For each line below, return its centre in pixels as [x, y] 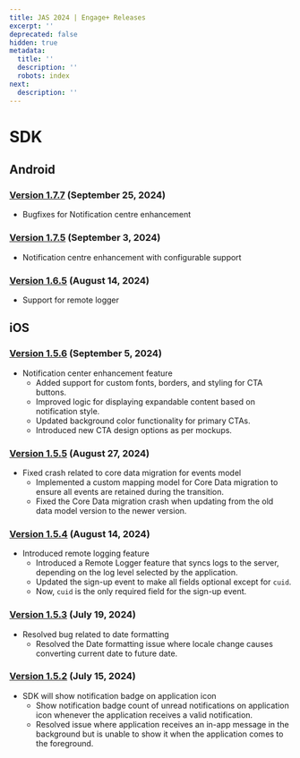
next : [19, 84]
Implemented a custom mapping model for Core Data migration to [157, 482]
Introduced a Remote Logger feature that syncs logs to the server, [157, 563]
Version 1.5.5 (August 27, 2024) [80, 453]
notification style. [68, 411]
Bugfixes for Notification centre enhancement [107, 215]
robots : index [43, 76]
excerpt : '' [31, 26]
